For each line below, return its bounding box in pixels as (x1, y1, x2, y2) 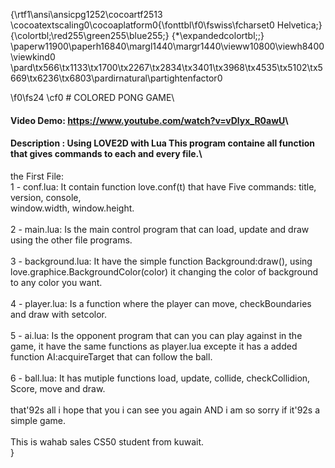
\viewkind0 (10, 51, 56, 63)
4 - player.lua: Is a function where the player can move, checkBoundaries (10, 297, 312, 309)
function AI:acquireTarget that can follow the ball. (10, 350, 213, 363)
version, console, (10, 191, 82, 203)
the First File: (10, 170, 65, 182)
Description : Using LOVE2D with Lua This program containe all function (10, 137, 315, 149)
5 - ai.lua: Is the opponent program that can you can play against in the (10, 329, 303, 341)
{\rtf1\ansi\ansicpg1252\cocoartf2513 (10, 9, 163, 20)
